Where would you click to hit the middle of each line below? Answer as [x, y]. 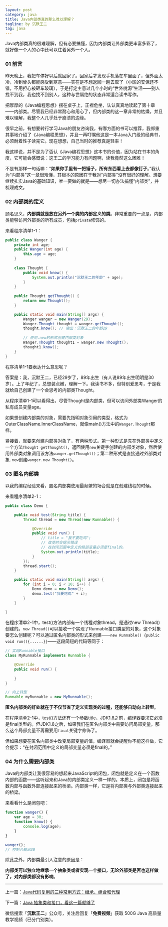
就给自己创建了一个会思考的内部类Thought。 [51, 390]
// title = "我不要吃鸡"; [66, 538]
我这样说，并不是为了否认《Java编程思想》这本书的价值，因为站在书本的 [80, 152]
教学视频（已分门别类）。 [30, 919]
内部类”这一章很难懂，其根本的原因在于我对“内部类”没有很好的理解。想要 [87, 175]
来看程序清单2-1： [24, 496]
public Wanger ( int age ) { [41, 249]
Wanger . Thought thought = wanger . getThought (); [73, 324]
